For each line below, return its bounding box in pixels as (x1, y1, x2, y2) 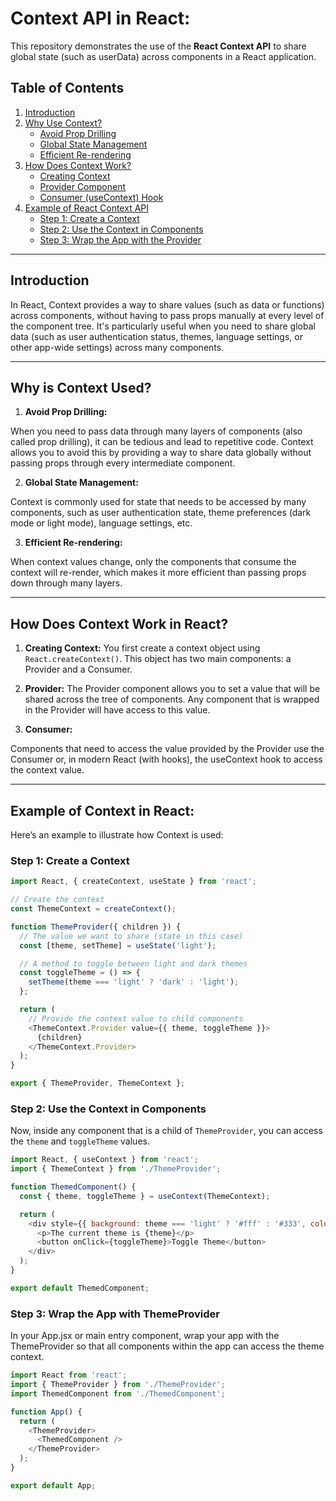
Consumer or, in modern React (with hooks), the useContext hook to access (10, 753, 323, 766)
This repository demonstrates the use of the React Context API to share (10, 40, 307, 52)
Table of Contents (10, 80, 125, 97)
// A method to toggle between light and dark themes (19, 958, 248, 969)
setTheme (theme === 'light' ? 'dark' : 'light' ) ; (28, 977, 240, 987)
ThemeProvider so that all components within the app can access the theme (10, 1340, 325, 1352)
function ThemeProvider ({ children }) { (10, 922, 182, 932)
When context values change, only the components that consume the (10, 556, 297, 568)
